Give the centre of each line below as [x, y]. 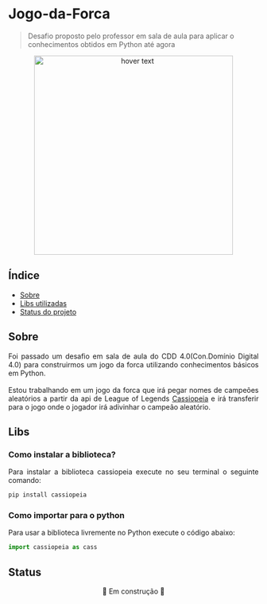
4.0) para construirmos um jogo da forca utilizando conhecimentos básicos [133, 364]
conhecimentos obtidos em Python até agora [101, 44]
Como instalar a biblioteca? [62, 454]
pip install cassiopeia [48, 495]
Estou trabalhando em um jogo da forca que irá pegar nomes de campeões [133, 390]
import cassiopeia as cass [53, 547]
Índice [24, 276]
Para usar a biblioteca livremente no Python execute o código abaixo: [122, 533]
